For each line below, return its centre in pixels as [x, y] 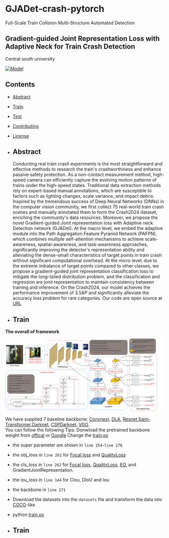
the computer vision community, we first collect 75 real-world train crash [88, 207]
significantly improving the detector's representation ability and [78, 250]
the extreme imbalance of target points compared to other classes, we [86, 266]
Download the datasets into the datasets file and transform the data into [87, 499]
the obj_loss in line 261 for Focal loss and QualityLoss [69, 455]
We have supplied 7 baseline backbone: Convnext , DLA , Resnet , [72, 419]
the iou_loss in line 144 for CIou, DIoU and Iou [61, 480]
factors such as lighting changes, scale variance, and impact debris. [83, 196]
